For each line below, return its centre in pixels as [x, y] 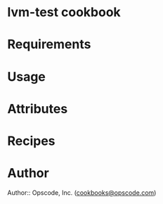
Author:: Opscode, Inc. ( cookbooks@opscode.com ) [82, 192]
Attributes [38, 109]
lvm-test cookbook [64, 12]
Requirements [49, 45]
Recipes [31, 141]
